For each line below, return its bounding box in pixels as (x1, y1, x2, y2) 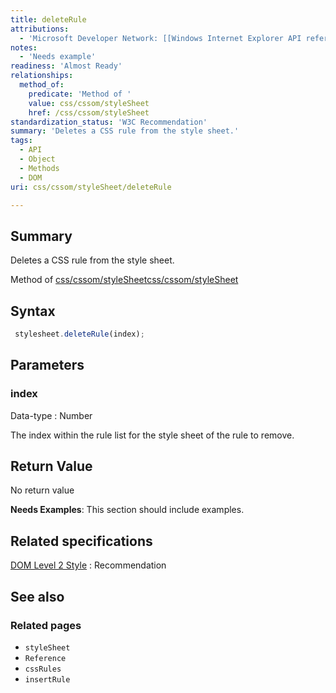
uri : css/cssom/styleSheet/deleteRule (10, 182, 172, 192)
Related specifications (10, 532, 153, 550)
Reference (24, 653, 67, 663)
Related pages (10, 618, 82, 632)
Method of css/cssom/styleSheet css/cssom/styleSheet (10, 274, 239, 286)
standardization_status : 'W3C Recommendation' (10, 117, 208, 127)
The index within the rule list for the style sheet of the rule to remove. (10, 429, 295, 441)
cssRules (24, 664, 62, 674)
